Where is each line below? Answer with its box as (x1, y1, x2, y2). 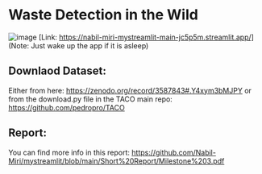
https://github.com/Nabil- (131, 147, 216, 157)
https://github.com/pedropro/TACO (8, 102, 125, 112)
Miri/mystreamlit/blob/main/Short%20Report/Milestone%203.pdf (8, 155, 225, 166)
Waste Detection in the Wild (8, 6, 199, 24)
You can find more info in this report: (8, 147, 131, 157)
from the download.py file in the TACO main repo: (8, 94, 173, 104)
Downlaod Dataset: (8, 64, 106, 78)
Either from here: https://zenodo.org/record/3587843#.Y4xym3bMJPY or (8, 85, 252, 95)
